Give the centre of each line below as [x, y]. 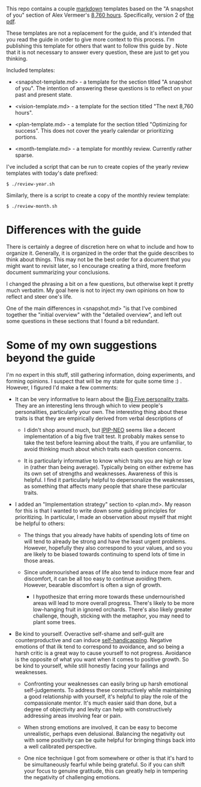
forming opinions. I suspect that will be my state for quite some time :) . [94, 381]
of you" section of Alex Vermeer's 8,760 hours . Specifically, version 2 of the [100, 15]
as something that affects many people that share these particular [105, 486]
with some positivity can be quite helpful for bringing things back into [109, 740]
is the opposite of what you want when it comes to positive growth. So [102, 659]
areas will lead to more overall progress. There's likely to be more [114, 603]
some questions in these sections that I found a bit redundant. [83, 321]
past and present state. [43, 95]
